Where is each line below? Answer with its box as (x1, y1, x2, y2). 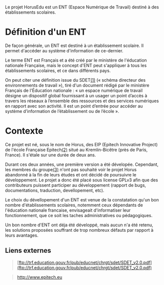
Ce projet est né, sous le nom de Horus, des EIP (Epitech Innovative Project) (5, 141, 158, 147)
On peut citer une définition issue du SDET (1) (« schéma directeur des (5, 77, 146, 83)
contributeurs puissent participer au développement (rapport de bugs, (5, 182, 146, 188)
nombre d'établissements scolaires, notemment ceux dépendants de (5, 202, 143, 208)
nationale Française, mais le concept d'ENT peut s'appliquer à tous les (5, 62, 147, 68)
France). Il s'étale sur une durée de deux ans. (5, 152, 96, 158)
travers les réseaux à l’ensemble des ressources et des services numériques (5, 98, 159, 104)
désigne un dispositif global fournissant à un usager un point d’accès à (5, 92, 147, 98)
